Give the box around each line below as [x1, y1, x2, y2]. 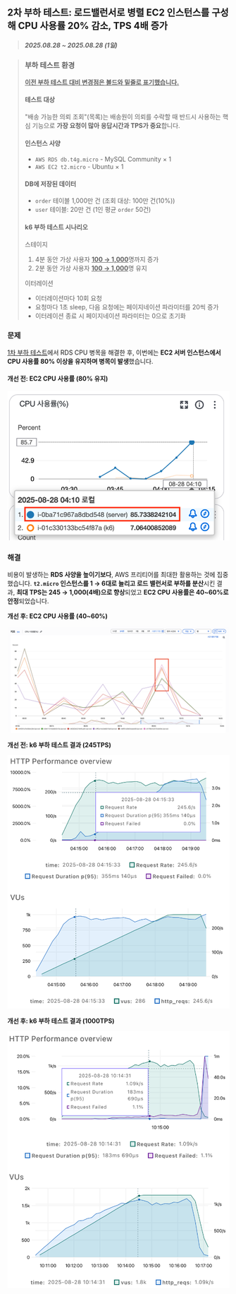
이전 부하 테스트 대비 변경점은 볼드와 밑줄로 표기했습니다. [24, 78, 180, 86]
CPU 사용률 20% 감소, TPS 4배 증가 [18, 20, 168, 32]
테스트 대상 [24, 95, 55, 104]
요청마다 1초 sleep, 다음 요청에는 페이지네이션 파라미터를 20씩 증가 [35, 302, 219, 311]
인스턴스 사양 [24, 138, 61, 147]
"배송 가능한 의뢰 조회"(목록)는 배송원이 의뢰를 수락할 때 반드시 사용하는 [24, 112, 221, 121]
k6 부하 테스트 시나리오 [24, 222, 88, 231]
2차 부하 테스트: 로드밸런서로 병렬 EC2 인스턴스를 [7, 6, 210, 19]
